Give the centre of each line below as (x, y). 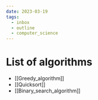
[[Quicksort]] (30, 85)
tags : (12, 17)
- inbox (21, 22)
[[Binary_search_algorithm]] (47, 91)
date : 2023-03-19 (27, 11)
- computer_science (35, 33)
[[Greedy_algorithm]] (39, 78)
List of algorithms (49, 62)
